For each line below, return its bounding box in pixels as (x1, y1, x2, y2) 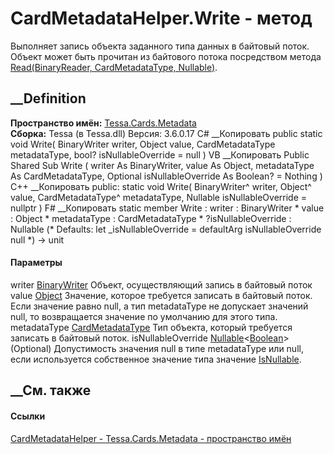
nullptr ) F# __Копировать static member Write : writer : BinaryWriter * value (10, 202, 325, 214)
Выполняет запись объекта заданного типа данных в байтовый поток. (10, 40, 310, 52)
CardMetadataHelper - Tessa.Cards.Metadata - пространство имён (10, 432, 292, 444)
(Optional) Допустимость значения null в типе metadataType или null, (10, 342, 304, 354)
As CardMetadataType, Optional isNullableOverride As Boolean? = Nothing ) (10, 170, 323, 182)
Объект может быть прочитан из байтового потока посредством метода (10, 50, 322, 62)
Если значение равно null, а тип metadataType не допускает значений (10, 300, 309, 312)
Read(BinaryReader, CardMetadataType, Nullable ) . (10, 61, 218, 73)
